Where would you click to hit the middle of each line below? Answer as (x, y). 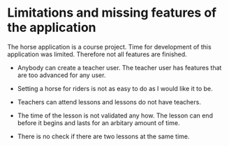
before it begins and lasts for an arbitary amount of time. (98, 122)
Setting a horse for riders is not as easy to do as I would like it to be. (115, 88)
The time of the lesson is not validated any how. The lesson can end (115, 115)
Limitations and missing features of (112, 13)
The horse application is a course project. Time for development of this (109, 47)
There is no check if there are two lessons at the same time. (103, 136)
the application (52, 27)
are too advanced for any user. (61, 75)
